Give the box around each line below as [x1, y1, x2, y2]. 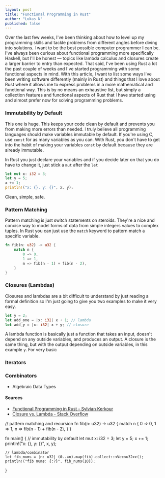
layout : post [5, 7, 32, 12]
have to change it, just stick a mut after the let [5, 162, 98, 168]
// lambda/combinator [5, 450, 50, 455]
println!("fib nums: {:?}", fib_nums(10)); [5, 459, 96, 464]
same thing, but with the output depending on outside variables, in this [5, 341, 148, 347]
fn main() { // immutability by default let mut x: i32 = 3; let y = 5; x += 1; [5, 435, 149, 441]
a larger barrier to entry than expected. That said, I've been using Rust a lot [5, 61, 157, 67]
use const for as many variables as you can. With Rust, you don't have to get [5, 137, 160, 142]
